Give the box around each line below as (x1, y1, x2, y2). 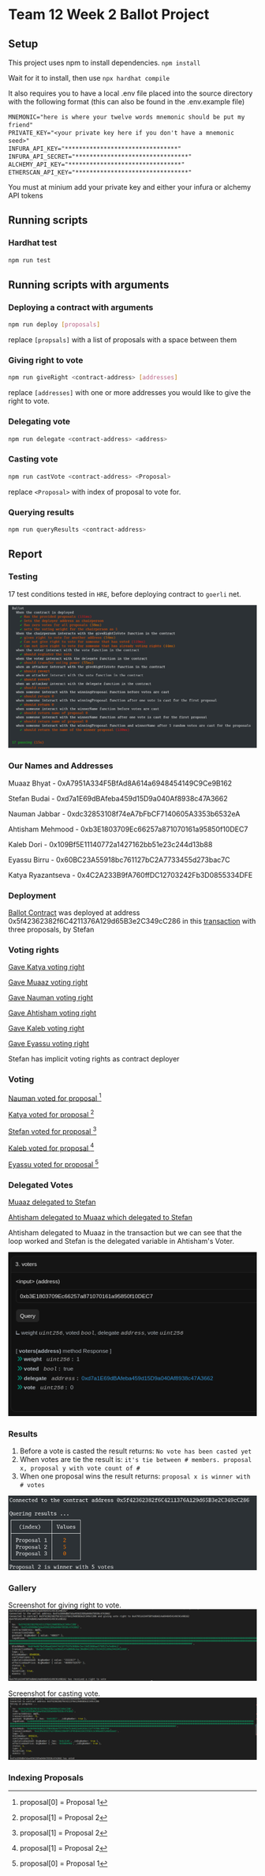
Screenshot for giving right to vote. (8, 1600, 122, 1610)
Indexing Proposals (8, 1772, 84, 1783)
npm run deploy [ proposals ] (8, 321, 101, 329)
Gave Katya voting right (8, 962, 85, 972)
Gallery (8, 1582, 37, 1593)
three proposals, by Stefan (8, 925, 95, 934)
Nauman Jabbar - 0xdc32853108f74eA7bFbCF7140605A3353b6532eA (8, 808, 241, 819)
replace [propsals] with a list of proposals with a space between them (8, 335, 237, 345)
